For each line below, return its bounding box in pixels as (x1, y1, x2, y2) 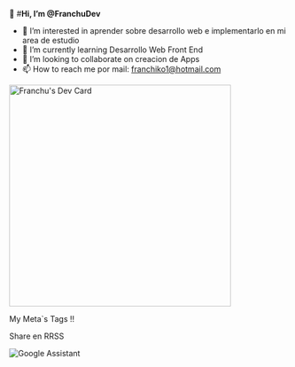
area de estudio (21, 35, 80, 45)
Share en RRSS (9, 331, 65, 341)
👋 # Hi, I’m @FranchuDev (9, 9, 101, 19)
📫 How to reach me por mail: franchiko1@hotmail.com (21, 64, 221, 74)
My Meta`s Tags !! (9, 314, 75, 324)
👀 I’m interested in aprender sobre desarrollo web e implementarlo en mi (21, 26, 286, 35)
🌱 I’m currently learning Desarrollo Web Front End (21, 44, 204, 55)
